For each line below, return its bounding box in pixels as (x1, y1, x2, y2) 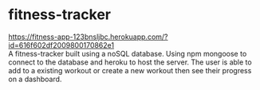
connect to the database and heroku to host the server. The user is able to (8, 57, 253, 67)
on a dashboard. (8, 74, 62, 84)
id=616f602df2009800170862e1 (8, 40, 114, 49)
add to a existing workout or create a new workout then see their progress (8, 65, 252, 75)
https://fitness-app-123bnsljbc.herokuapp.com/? (8, 32, 169, 41)
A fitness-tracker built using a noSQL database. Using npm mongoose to (8, 49, 247, 58)
